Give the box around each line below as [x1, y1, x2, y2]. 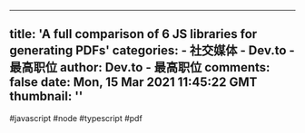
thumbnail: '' [9, 89, 84, 104]
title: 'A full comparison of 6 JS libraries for [9, 26, 258, 42]
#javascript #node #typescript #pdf [9, 112, 143, 123]
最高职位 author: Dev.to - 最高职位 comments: [9, 60, 271, 75]
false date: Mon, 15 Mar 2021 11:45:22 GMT [9, 74, 258, 90]
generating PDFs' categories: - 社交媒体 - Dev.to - [9, 43, 295, 59]
